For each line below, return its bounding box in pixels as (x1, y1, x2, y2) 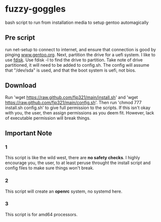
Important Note (5, 129, 52, 137)
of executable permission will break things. (5, 115, 91, 121)
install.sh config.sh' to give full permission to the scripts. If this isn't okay (5, 105, 151, 111)
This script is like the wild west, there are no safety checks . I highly (5, 155, 140, 161)
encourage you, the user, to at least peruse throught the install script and (5, 160, 151, 166)
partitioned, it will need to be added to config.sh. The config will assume (5, 62, 149, 68)
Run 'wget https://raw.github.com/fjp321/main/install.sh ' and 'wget (5, 94, 138, 100)
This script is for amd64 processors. (5, 211, 78, 217)
